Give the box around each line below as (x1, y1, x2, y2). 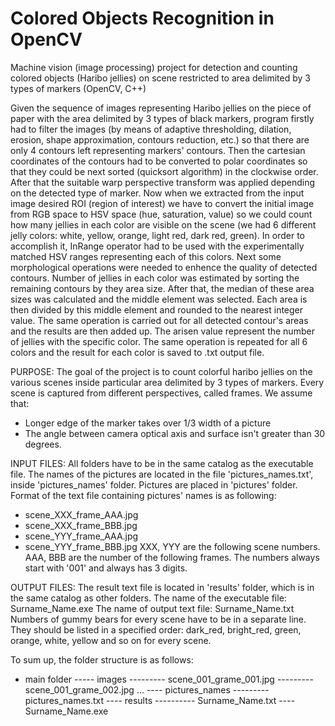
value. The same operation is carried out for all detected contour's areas (10, 314, 309, 326)
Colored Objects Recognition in (10, 7, 275, 30)
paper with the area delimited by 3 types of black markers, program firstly (10, 112, 315, 124)
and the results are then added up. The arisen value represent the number (10, 325, 315, 337)
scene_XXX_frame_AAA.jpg (24, 508, 139, 521)
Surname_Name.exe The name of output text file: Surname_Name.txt (10, 602, 295, 614)
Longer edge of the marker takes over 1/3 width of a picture (24, 417, 272, 429)
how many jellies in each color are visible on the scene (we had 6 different (10, 218, 317, 231)
